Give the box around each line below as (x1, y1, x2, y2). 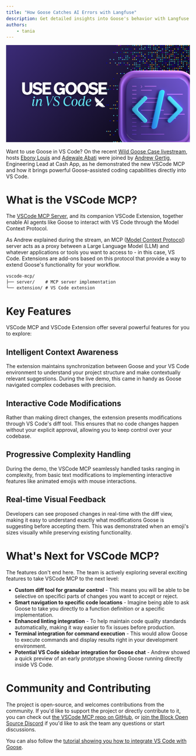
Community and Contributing (6, 682, 151, 694)
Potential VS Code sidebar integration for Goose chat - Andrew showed (14, 648, 190, 656)
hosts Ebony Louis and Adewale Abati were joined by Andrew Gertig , (6, 154, 171, 161)
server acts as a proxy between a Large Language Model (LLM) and (6, 243, 169, 250)
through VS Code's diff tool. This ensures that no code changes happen (6, 420, 179, 427)
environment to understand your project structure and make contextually (6, 369, 181, 376)
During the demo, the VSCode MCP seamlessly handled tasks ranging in (6, 465, 180, 472)
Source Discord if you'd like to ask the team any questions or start (6, 720, 165, 727)
